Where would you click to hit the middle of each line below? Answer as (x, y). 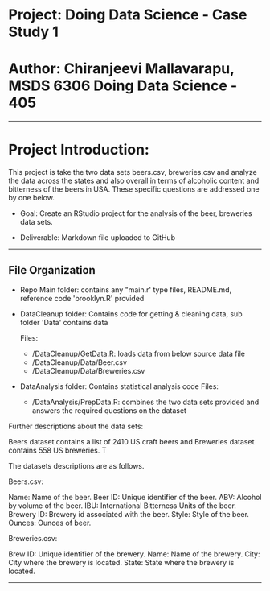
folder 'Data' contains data (64, 322)
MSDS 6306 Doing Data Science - (123, 86)
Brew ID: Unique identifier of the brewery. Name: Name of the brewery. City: (134, 554)
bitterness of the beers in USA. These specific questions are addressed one (134, 189)
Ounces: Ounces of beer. (50, 523)
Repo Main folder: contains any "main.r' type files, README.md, (125, 289)
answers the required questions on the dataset (109, 410)
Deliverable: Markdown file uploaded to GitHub (97, 238)
